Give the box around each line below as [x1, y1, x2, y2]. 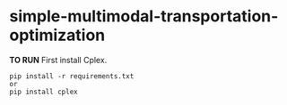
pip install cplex [9, 87, 78, 96]
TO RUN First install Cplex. [9, 54, 108, 65]
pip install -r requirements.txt [9, 71, 135, 81]
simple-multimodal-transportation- [9, 6, 279, 27]
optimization [9, 25, 106, 45]
